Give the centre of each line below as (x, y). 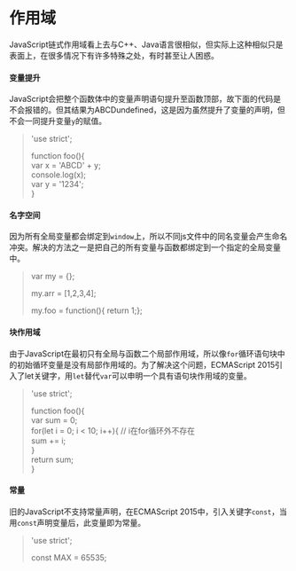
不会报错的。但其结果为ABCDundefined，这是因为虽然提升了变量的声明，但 (148, 110)
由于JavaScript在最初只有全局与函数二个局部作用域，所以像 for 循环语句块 (143, 353)
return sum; (52, 459)
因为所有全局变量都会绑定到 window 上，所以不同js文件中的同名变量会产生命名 (148, 237)
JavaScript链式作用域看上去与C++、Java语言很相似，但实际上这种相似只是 (146, 44)
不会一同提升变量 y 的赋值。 (58, 121)
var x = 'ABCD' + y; (66, 166)
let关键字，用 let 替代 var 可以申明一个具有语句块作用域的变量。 (138, 375)
